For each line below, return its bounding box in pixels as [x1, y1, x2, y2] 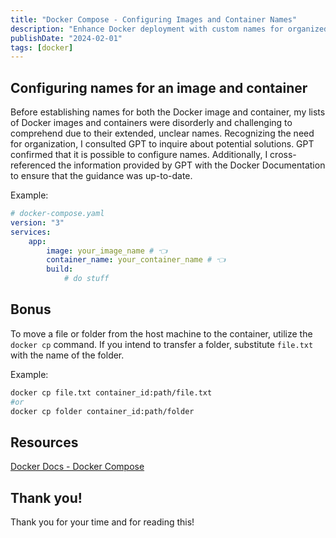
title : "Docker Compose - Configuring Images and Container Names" [10, 14, 298, 25]
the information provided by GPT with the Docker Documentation [58, 159, 326, 171]
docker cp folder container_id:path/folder [10, 406, 195, 416]
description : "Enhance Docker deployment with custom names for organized [10, 24, 329, 34]
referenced [10, 159, 57, 171]
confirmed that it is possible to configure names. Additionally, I [10, 149, 268, 161]
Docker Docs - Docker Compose [10, 461, 145, 473]
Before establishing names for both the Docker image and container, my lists [10, 106, 326, 118]
